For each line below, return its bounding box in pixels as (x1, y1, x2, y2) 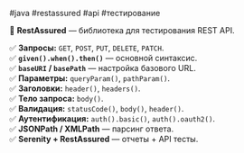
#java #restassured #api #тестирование (9, 8, 161, 18)
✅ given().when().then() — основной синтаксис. (9, 53, 198, 63)
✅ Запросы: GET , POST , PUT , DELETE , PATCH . (9, 42, 164, 53)
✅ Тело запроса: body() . (9, 94, 104, 103)
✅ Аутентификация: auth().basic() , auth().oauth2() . (9, 113, 215, 124)
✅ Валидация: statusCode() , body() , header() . (9, 103, 184, 113)
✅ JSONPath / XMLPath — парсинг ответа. (9, 123, 174, 134)
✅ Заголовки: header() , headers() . (9, 83, 141, 94)
